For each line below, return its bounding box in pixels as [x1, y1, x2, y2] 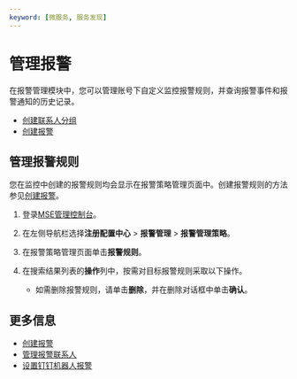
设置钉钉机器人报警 [21, 360, 93, 371]
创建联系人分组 [21, 114, 77, 125]
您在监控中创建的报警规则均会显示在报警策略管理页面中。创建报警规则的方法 [9, 179, 288, 190]
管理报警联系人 [21, 349, 77, 360]
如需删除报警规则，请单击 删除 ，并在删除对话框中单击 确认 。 [34, 284, 253, 295]
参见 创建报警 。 [9, 190, 64, 201]
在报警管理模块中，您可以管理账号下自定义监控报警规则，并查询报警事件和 [9, 85, 280, 96]
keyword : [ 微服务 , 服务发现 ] [9, 12, 108, 22]
